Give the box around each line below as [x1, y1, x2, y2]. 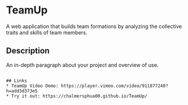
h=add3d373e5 [6, 88, 38, 94]
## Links [6, 78, 27, 83]
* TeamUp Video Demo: [6, 83, 59, 89]
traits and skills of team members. [6, 29, 88, 36]
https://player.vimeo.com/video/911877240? [61, 83, 168, 89]
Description [6, 46, 50, 56]
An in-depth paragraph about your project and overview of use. [6, 61, 159, 68]
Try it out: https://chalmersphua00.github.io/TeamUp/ [11, 93, 148, 99]
